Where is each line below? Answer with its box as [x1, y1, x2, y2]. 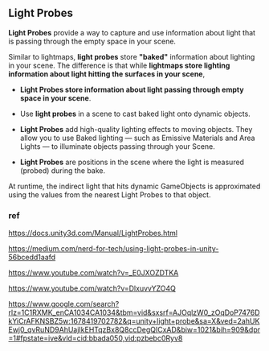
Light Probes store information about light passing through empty [19, 85, 244, 94]
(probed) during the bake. [19, 165, 106, 175]
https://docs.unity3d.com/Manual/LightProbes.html [8, 229, 178, 238]
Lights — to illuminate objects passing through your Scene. [19, 141, 215, 151]
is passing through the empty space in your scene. [8, 36, 177, 46]
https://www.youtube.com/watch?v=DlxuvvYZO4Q [8, 283, 177, 293]
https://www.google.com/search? [8, 299, 120, 309]
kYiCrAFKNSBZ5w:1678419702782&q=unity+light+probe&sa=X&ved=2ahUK [8, 316, 260, 326]
